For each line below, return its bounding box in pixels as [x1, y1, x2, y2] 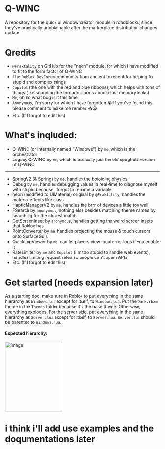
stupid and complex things [12, 79, 66, 85]
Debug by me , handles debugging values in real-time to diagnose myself [12, 181, 158, 187]
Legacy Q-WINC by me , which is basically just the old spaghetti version [12, 156, 155, 162]
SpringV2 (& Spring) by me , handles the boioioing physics [12, 176, 128, 182]
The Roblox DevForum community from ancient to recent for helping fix [12, 73, 154, 79]
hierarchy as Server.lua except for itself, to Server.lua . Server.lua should [5, 314, 155, 320]
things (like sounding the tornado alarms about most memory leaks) [12, 89, 150, 95]
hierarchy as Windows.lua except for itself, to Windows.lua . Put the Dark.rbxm [5, 298, 158, 304]
